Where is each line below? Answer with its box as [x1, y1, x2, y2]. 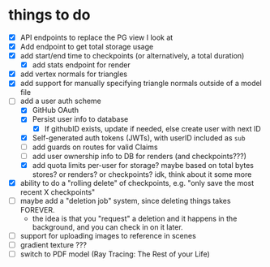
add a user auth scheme [19, 96, 101, 106]
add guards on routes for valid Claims [32, 142, 158, 152]
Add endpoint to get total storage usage [19, 42, 154, 51]
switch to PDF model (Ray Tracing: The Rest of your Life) [19, 249, 210, 259]
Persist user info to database [32, 114, 129, 124]
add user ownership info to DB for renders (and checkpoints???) [32, 151, 247, 161]
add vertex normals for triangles [19, 69, 128, 79]
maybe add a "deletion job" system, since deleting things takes [19, 196, 231, 205]
